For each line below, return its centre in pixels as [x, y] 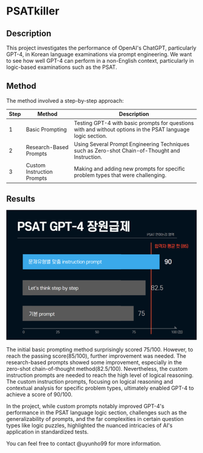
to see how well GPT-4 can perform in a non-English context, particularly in [100, 61]
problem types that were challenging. [120, 175]
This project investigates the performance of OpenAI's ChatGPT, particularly [101, 48]
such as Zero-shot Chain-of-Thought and [127, 150]
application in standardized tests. [47, 432]
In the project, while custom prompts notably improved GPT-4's [85, 406]
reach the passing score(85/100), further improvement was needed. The [96, 356]
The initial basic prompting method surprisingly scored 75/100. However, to [100, 350]
